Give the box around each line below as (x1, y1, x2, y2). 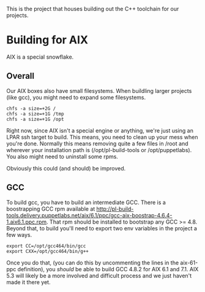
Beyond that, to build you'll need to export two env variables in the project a (6, 224, 198, 232)
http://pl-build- (96, 205, 134, 213)
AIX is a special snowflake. (6, 53, 74, 60)
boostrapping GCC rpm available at (6, 205, 95, 213)
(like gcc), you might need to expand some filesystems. (6, 93, 146, 101)
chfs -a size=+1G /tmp (6, 111, 64, 117)
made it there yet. (6, 278, 51, 286)
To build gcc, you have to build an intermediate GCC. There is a (6, 199, 166, 206)
